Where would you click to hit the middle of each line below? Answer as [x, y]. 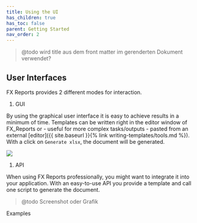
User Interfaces [37, 78]
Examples [19, 213]
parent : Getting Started [38, 29]
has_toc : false [26, 23]
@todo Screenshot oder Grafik [60, 201]
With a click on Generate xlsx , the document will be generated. [86, 141]
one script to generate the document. [53, 189]
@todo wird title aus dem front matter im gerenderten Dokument [102, 52]
